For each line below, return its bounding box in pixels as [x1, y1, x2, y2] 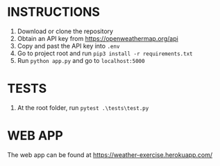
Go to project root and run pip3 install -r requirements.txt [17, 49, 193, 57]
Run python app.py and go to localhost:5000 [17, 56, 145, 64]
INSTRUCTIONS [7, 4, 101, 20]
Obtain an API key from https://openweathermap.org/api [17, 34, 178, 42]
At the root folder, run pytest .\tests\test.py [17, 103, 149, 111]
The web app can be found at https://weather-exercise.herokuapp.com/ [7, 150, 213, 159]
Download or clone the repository [17, 27, 113, 35]
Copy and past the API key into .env [17, 41, 120, 50]
